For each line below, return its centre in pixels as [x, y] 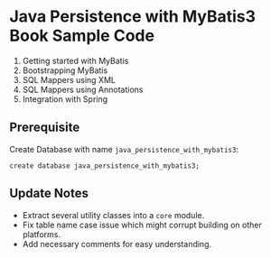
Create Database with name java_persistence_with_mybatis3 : [124, 149]
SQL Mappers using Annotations [83, 89]
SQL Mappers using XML [69, 79]
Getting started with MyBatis [75, 60]
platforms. [42, 234]
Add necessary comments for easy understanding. [117, 244]
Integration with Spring [65, 99]
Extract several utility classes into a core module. [113, 215]
